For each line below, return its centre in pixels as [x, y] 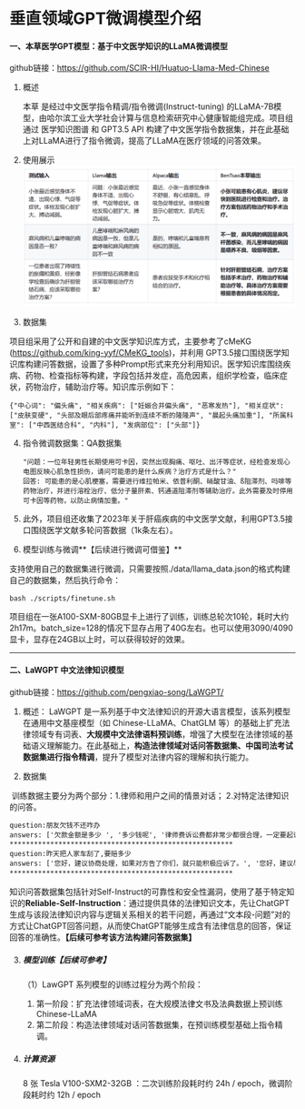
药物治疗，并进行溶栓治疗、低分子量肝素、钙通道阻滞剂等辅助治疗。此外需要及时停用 [157, 491]
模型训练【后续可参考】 [66, 960]
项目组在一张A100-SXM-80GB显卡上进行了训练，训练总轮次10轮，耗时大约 [149, 616]
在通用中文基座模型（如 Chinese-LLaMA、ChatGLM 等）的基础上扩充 [152, 722]
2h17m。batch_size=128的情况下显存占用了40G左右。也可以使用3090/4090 [151, 628]
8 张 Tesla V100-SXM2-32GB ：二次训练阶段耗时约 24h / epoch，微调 [153, 1083]
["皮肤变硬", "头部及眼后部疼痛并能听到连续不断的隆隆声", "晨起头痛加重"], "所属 [148, 415]
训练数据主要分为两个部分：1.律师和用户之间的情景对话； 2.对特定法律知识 [150, 795]
